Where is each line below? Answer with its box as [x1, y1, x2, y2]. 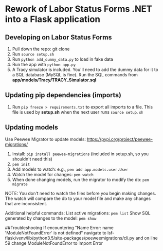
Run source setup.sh [12, 51, 54, 57]
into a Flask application [5, 14, 101, 25]
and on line [135, 235, 158, 241]
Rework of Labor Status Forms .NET [5, 3, 152, 15]
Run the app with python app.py [12, 62, 76, 67]
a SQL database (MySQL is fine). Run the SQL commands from [12, 72, 138, 77]
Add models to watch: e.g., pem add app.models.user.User [12, 166, 128, 172]
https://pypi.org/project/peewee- [87, 136, 153, 142]
